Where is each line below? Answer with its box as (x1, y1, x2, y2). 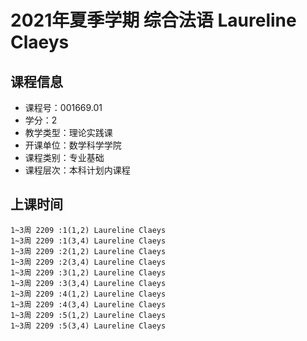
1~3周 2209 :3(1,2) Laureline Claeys (10, 267, 167, 278)
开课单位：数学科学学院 (24, 139, 122, 151)
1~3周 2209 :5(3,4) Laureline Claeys (10, 321, 167, 331)
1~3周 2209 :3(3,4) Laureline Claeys (10, 278, 167, 288)
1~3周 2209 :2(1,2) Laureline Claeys (10, 246, 167, 256)
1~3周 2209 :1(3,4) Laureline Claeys (10, 236, 167, 246)
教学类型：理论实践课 (24, 127, 113, 138)
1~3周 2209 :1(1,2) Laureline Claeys (10, 225, 167, 235)
